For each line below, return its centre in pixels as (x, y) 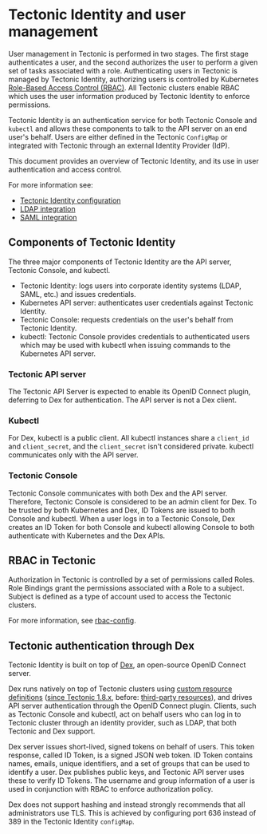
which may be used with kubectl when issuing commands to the (125, 345)
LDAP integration (47, 208)
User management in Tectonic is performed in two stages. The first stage (128, 53)
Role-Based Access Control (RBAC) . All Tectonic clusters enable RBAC (124, 87)
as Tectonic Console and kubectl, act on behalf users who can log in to (125, 714)
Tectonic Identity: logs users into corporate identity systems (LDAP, (130, 286)
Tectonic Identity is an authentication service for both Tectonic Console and (133, 120)
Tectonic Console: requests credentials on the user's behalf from (126, 319)
